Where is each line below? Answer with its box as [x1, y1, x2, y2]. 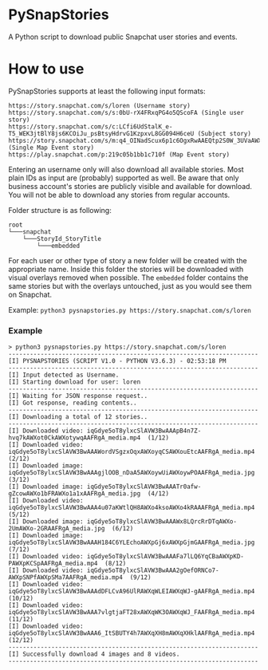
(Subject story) [197, 129, 251, 137]
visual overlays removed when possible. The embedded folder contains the [8, 273, 249, 282]
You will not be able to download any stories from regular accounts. [8, 190, 231, 199]
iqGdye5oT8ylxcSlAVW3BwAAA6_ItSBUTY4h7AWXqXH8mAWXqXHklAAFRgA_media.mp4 [8, 629, 255, 637]
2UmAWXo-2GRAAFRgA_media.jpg [8, 525, 105, 533]
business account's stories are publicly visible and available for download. [8, 181, 253, 191]
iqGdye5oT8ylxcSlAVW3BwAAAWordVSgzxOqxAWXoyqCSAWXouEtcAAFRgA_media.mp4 [8, 448, 255, 456]
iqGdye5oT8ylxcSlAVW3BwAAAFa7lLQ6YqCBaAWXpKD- [86, 553, 245, 561]
